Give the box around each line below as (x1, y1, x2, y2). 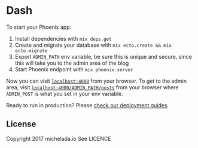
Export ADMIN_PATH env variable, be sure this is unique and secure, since (14, 53, 193, 60)
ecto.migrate (14, 47, 48, 54)
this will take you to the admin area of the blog (14, 59, 129, 67)
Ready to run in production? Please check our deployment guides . (6, 101, 169, 108)
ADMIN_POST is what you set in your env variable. (6, 90, 124, 97)
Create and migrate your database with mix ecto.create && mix (14, 41, 172, 49)
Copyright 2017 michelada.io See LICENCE (6, 135, 112, 142)
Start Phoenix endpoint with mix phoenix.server (14, 65, 133, 73)
